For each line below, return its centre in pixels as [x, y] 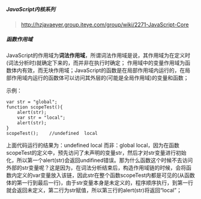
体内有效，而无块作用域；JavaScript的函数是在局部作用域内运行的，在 [98, 70]
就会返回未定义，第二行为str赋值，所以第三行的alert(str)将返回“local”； [94, 190]
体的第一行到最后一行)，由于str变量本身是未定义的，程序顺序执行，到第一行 [100, 182]
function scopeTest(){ [34, 107]
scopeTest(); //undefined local [52, 133]
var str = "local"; [41, 117]
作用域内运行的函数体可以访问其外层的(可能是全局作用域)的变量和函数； [100, 77]
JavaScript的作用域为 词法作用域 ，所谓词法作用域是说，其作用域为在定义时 [98, 55]
